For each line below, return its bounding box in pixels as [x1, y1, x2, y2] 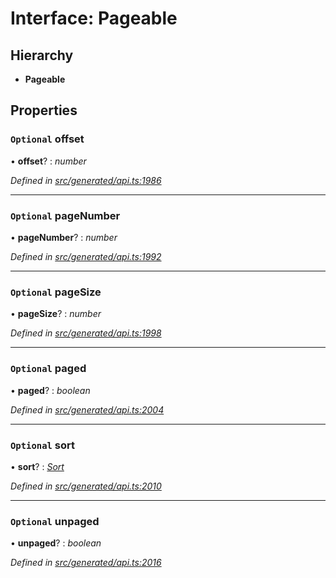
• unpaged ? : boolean [10, 537, 102, 549]
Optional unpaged [10, 514, 100, 528]
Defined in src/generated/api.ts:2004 [10, 403, 165, 416]
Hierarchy [10, 47, 74, 64]
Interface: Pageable [10, 7, 178, 30]
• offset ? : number [10, 155, 87, 167]
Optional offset [10, 132, 85, 146]
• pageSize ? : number [10, 308, 102, 320]
